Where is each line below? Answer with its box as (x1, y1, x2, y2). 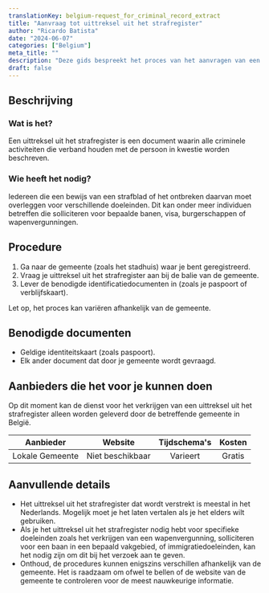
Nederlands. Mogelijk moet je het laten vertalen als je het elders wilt (19, 507, 245, 517)
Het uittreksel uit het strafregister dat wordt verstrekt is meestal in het (19, 499, 251, 509)
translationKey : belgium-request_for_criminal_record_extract (8, 11, 221, 20)
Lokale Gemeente (12, 451, 79, 462)
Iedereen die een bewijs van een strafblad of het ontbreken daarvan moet (8, 191, 252, 201)
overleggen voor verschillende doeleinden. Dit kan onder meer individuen (8, 200, 251, 210)
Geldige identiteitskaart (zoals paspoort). (19, 347, 156, 358)
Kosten (219, 437, 247, 448)
